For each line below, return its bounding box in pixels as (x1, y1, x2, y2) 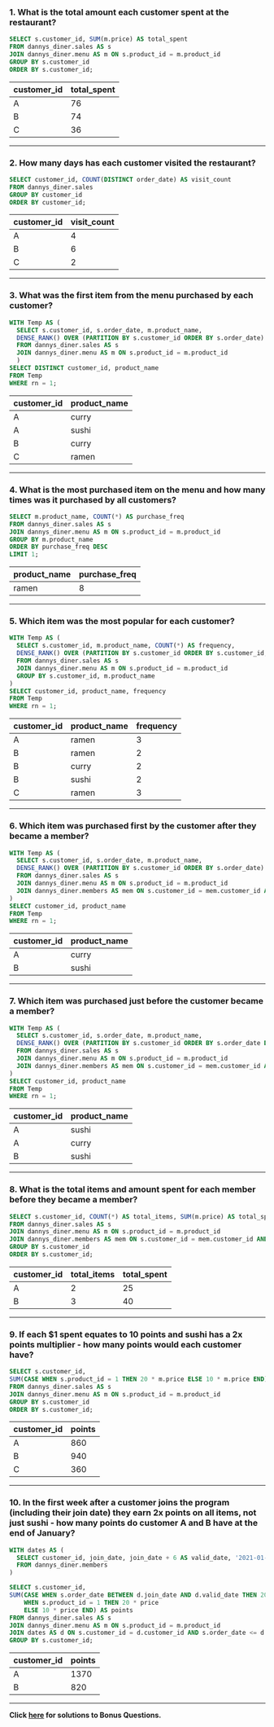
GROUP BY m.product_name (9, 535, 94, 543)
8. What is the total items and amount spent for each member (9, 1184, 256, 1195)
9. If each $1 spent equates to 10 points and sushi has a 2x (9, 1329, 243, 1340)
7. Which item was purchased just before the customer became (9, 995, 263, 1007)
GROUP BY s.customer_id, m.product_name (16, 671, 155, 680)
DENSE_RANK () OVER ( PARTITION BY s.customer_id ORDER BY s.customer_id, (16, 649, 268, 657)
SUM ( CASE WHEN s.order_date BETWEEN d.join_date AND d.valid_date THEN (9, 1591, 257, 1599)
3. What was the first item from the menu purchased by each (9, 290, 254, 301)
